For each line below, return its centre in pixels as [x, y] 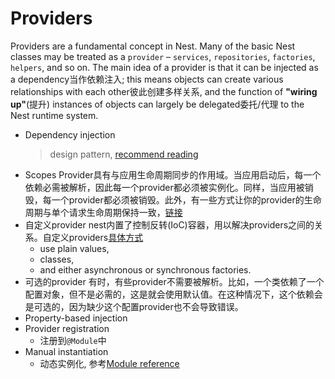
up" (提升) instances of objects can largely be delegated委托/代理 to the [157, 104]
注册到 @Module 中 [73, 340]
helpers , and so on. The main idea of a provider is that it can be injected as [164, 67]
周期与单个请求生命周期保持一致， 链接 [103, 212]
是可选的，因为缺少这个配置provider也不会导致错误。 [134, 306]
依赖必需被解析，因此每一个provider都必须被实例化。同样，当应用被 [164, 187]
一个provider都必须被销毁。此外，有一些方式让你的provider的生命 [186, 199]
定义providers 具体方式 [97, 237]
